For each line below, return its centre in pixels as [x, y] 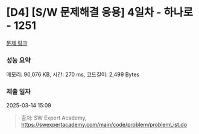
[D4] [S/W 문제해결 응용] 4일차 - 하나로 [100, 12]
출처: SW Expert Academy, [54, 118]
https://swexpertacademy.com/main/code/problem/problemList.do [104, 124]
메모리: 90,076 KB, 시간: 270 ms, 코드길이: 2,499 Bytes [73, 75]
